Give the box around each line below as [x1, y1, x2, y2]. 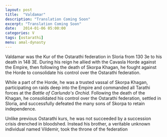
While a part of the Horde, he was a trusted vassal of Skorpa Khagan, [5, 79, 148, 85]
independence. [5, 105, 36, 111]
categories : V [5, 30, 35, 35]
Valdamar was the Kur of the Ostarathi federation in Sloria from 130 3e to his [5, 53, 162, 59]
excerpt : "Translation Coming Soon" [5, 21, 81, 26]
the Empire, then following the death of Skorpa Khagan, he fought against [5, 64, 156, 70]
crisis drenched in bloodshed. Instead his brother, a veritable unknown [5, 120, 150, 126]
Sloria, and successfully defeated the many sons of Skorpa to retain [5, 100, 145, 106]
